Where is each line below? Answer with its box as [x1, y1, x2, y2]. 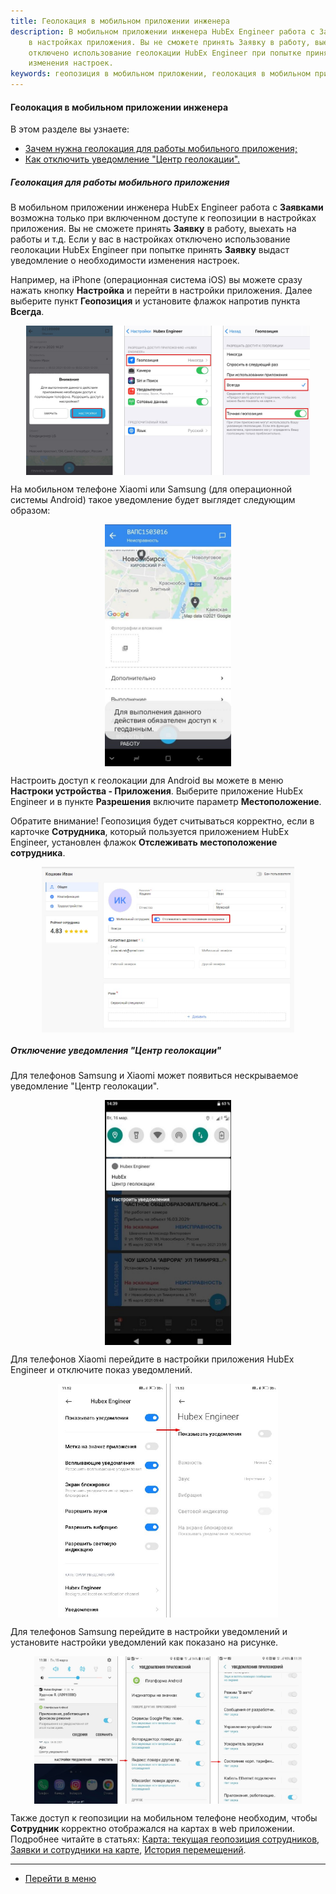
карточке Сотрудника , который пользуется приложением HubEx [10, 826, 290, 838]
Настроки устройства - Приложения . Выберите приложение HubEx [10, 785, 304, 797]
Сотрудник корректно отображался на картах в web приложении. [10, 1823, 296, 1835]
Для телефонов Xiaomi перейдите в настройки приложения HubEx [10, 1353, 295, 1365]
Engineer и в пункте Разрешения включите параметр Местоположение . [10, 796, 322, 808]
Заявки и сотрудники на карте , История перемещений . [10, 1844, 247, 1856]
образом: [10, 504, 51, 516]
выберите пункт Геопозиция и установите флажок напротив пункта [10, 295, 301, 307]
